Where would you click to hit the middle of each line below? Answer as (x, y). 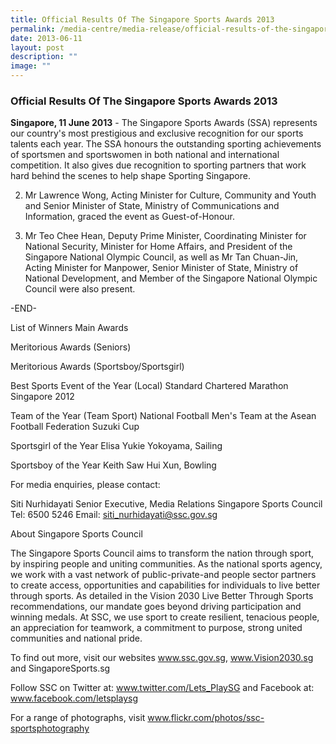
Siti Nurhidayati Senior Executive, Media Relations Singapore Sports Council (166, 504)
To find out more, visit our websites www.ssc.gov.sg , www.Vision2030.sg (162, 658)
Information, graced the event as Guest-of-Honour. (129, 217)
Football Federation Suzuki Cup (75, 427)
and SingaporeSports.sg (60, 668)
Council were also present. (80, 289)
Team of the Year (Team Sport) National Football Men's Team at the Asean (163, 416)
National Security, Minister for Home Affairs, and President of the (158, 247)
